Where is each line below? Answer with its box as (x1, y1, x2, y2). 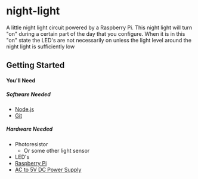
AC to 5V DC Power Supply (14, 166, 82, 173)
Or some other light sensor (23, 147, 90, 154)
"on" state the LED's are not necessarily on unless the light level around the (6, 36, 192, 44)
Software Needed (6, 91, 51, 98)
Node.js (14, 106, 35, 113)
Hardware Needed (6, 125, 53, 132)
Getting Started (6, 60, 65, 70)
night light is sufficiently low (6, 43, 75, 50)
